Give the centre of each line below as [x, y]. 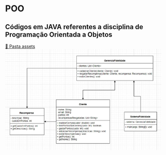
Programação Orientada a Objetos [59, 34]
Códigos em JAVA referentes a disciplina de [74, 27]
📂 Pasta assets [20, 46]
